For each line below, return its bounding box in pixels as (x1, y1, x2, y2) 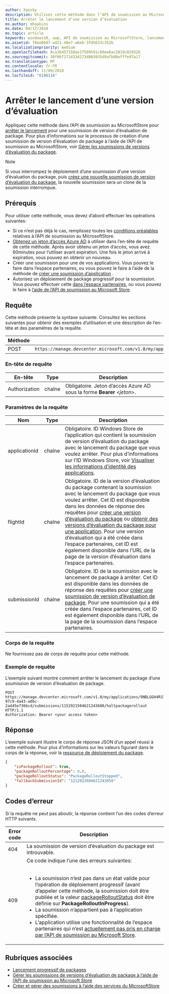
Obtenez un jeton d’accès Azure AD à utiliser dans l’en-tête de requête (12, 238, 159, 244)
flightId (8, 519, 25, 526)
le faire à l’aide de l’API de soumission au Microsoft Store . (12, 286, 131, 292)
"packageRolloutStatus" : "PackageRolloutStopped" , (14, 774, 123, 779)
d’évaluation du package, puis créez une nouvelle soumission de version (5, 173, 155, 179)
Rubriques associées (5, 953, 73, 962)
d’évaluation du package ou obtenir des (64, 515, 158, 522)
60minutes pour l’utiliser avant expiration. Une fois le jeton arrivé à (12, 249, 150, 255)
